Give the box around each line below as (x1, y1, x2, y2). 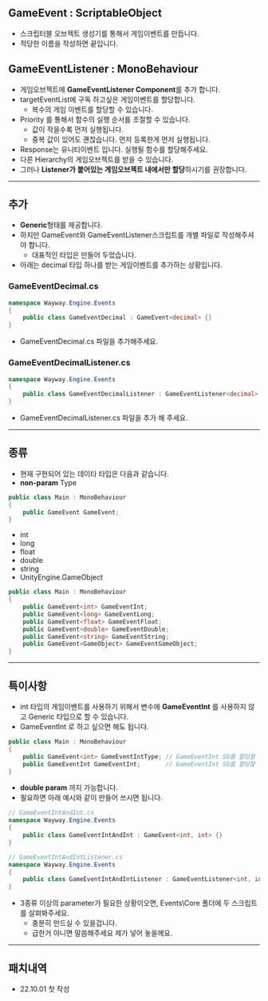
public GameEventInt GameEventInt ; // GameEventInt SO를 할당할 (22, 760, 255, 768)
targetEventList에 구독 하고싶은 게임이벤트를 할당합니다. (19, 94, 195, 104)
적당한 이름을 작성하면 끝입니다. (19, 38, 118, 48)
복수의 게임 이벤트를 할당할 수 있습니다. (31, 104, 154, 114)
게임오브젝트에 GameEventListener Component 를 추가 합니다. (19, 84, 221, 94)
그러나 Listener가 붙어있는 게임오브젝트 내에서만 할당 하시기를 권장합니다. (19, 164, 247, 174)
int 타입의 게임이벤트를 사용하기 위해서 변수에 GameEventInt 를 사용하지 (19, 702, 247, 712)
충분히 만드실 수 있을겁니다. (31, 919, 117, 928)
